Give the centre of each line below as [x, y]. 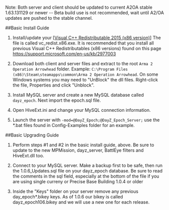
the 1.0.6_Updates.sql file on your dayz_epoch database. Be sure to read [88, 171]
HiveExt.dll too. [28, 156]
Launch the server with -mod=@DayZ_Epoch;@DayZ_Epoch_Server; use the [86, 120]
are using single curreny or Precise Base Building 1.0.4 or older [78, 181]
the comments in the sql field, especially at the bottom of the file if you [86, 176]
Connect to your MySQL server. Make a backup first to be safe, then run [88, 165]
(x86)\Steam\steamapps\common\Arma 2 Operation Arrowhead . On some [85, 74]
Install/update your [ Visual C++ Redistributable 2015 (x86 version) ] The [87, 38]
